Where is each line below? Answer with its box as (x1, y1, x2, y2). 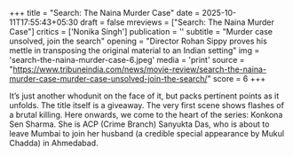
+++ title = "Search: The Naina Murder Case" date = (9, 8, 201, 18)
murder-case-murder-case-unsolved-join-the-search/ (9, 74, 208, 83)
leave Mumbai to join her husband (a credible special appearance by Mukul (9, 129, 285, 138)
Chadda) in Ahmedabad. (9, 137, 99, 148)
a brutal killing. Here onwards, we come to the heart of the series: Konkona (9, 110, 283, 120)
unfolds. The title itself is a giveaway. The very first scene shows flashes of (9, 100, 284, 110)
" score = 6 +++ (207, 74, 266, 83)
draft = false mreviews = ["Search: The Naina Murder (79, 17, 275, 27)
